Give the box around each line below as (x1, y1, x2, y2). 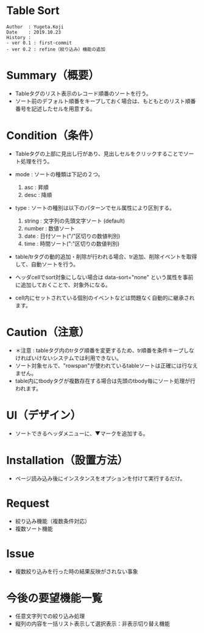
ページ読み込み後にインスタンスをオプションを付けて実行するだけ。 (15, 474, 186, 482)
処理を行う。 (20, 157, 53, 165)
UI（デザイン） (6, 408, 82, 422)
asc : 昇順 (24, 184, 49, 191)
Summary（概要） (6, 68, 99, 82)
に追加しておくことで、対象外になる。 (15, 281, 111, 288)
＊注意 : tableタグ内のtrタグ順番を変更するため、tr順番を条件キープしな (15, 346, 195, 354)
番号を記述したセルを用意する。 (15, 105, 96, 112)
